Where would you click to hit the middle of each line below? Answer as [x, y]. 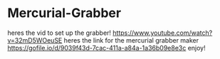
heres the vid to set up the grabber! [59, 33]
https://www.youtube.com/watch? [163, 33]
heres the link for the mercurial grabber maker [131, 40]
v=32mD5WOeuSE [35, 40]
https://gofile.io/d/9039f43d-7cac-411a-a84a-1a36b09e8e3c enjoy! [107, 48]
